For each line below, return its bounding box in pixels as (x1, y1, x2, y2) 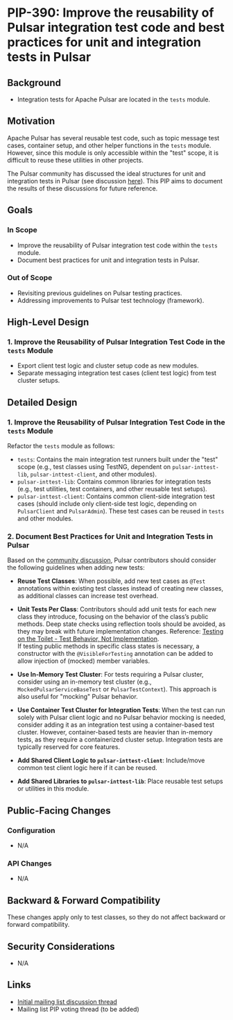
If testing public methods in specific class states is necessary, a (17, 642, 200, 650)
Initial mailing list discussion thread (17, 997, 118, 1005)
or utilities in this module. (17, 784, 89, 793)
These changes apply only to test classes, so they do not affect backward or (7, 913, 226, 921)
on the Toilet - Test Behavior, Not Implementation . (17, 634, 159, 643)
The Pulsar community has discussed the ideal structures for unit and (7, 169, 206, 178)
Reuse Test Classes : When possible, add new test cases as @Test (17, 577, 206, 585)
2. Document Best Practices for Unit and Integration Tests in (7, 532, 214, 541)
